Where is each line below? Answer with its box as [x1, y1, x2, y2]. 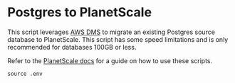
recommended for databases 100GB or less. [7, 43, 137, 51]
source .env [7, 70, 43, 77]
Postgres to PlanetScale [7, 4, 152, 21]
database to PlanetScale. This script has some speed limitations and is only [7, 35, 229, 43]
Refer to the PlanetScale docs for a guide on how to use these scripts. [7, 56, 213, 65]
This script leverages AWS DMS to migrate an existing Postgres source [7, 28, 216, 36]
